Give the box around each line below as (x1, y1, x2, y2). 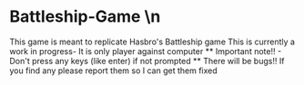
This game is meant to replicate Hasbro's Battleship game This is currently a (9, 36, 296, 47)
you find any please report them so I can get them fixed (9, 65, 218, 76)
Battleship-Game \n (9, 6, 161, 27)
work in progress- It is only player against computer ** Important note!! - (9, 45, 282, 56)
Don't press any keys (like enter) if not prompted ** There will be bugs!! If (9, 55, 285, 66)
